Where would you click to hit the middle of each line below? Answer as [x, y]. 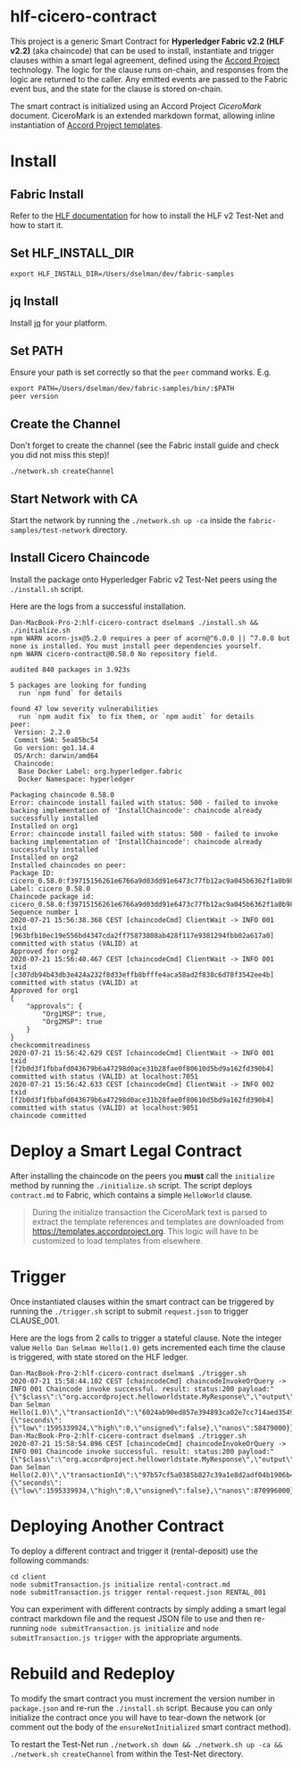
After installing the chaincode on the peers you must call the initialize [142, 1176]
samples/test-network [50, 530]
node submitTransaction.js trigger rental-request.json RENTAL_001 [138, 1592]
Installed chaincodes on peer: [68, 865]
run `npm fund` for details [71, 693]
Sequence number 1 [44, 912]
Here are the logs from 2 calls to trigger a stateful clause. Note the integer [146, 1338]
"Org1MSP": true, [74, 1014]
